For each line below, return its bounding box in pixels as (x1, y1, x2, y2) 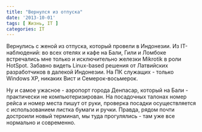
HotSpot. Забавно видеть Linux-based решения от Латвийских (6, 62, 169, 69)
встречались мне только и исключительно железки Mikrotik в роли (6, 55, 181, 63)
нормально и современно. (6, 119, 76, 127)
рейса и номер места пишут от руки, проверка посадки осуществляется (6, 100, 197, 107)
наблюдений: (6, 49, 41, 57)
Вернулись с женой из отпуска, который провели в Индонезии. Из (6, 43, 179, 50)
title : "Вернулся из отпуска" (6, 9, 83, 15)
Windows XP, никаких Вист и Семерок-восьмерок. (6, 75, 138, 82)
